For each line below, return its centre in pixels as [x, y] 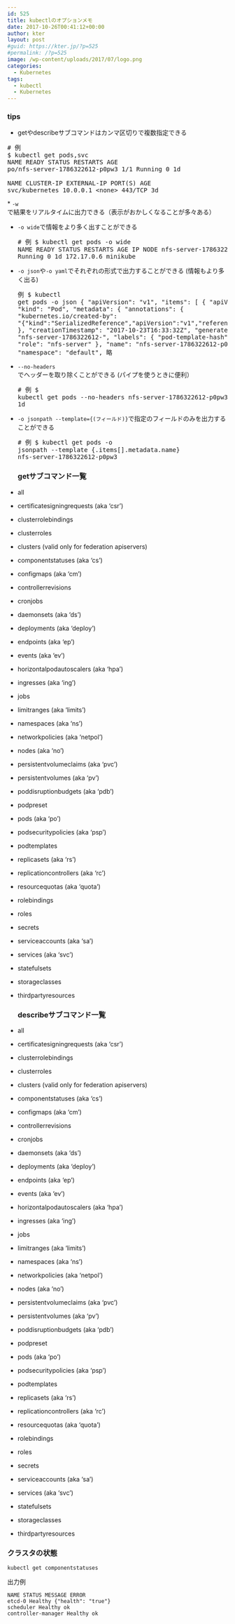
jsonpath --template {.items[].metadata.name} [99, 450]
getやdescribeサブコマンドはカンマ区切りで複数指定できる [102, 133]
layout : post [26, 40]
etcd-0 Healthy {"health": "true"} [59, 1602]
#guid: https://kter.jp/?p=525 [53, 46]
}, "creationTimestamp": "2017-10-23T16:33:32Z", [104, 330]
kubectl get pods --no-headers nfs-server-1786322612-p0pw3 [123, 398]
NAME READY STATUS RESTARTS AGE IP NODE [88, 249]
